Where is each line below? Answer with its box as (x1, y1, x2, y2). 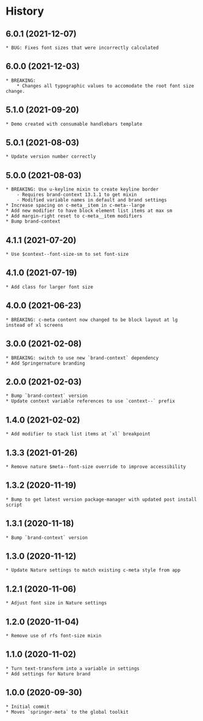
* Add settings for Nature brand (5, 670, 91, 677)
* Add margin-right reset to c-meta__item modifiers (5, 213, 143, 219)
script (5, 502, 23, 508)
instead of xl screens (5, 322, 63, 328)
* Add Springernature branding (5, 360, 85, 366)
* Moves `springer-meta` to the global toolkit (5, 709, 129, 715)
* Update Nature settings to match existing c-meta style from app (5, 567, 181, 573)
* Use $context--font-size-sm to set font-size (5, 252, 129, 258)
